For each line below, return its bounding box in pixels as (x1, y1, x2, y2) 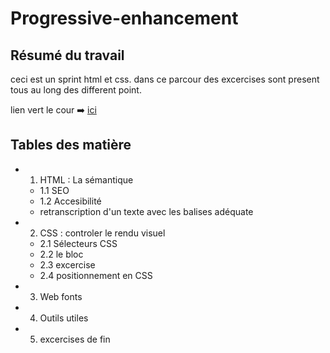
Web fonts (39, 290, 83, 302)
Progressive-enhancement (10, 7, 239, 30)
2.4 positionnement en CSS (39, 269, 153, 281)
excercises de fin (39, 333, 111, 345)
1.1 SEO (39, 184, 70, 196)
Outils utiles (39, 312, 89, 324)
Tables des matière (10, 137, 132, 154)
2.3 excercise (39, 258, 96, 271)
